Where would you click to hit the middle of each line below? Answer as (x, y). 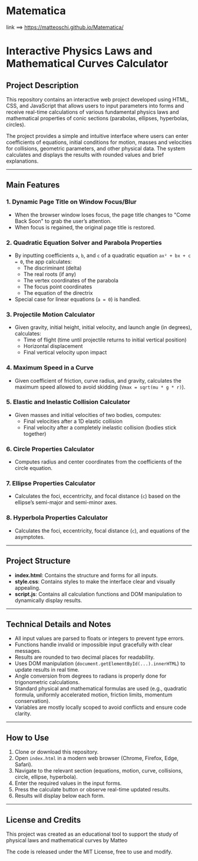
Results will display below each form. (60, 796)
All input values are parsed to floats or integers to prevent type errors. (99, 639)
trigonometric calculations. (47, 682)
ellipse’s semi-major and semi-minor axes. (66, 502)
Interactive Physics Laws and (79, 51)
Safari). (24, 764)
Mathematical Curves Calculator (87, 64)
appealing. (27, 587)
